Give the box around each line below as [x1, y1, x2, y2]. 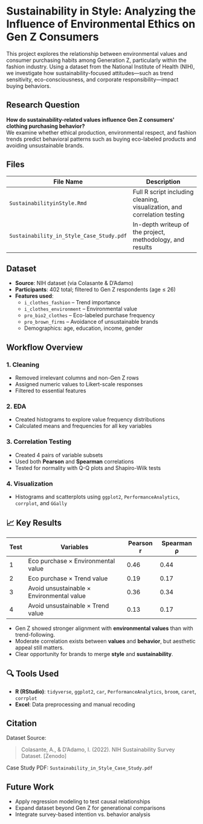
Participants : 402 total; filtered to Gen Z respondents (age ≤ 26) [14, 286, 176, 293]
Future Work [6, 782, 54, 792]
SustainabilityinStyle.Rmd [9, 199, 87, 207]
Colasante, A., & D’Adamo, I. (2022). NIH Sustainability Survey [21, 746, 175, 753]
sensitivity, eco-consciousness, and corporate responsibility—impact [6, 76, 179, 83]
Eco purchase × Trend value [28, 574, 108, 583]
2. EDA [6, 402, 27, 410]
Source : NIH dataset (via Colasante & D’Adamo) [14, 280, 134, 287]
